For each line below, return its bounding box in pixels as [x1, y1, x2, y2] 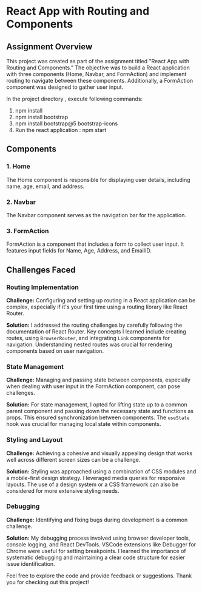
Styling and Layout [6, 436, 63, 444]
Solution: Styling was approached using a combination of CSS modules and [6, 467, 197, 475]
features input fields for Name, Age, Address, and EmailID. [6, 247, 152, 254]
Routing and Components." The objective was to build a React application [6, 64, 190, 71]
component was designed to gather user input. [6, 83, 124, 91]
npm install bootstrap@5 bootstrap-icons [15, 120, 118, 127]
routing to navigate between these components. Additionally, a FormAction [6, 77, 194, 84]
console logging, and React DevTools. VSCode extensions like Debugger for [6, 540, 196, 548]
